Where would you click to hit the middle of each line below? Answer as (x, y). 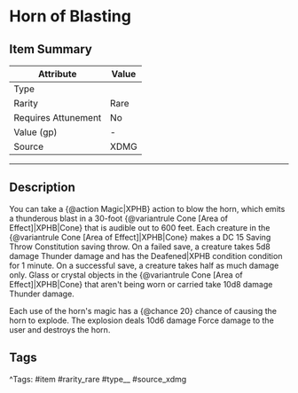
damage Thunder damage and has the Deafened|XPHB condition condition (146, 255)
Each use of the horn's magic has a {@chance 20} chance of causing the (143, 310)
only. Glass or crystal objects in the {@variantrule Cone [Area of (126, 275)
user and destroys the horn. (60, 329)
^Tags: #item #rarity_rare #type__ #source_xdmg (98, 379)
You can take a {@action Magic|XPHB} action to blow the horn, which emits (147, 208)
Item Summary (51, 49)
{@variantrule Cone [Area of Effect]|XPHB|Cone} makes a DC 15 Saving (140, 237)
